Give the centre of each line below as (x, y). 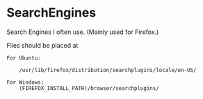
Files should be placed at (42, 45)
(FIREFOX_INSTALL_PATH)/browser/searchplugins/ (89, 88)
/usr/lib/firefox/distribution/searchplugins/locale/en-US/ (108, 70)
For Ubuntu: (24, 58)
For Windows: (25, 82)
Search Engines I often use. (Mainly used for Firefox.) (83, 32)
